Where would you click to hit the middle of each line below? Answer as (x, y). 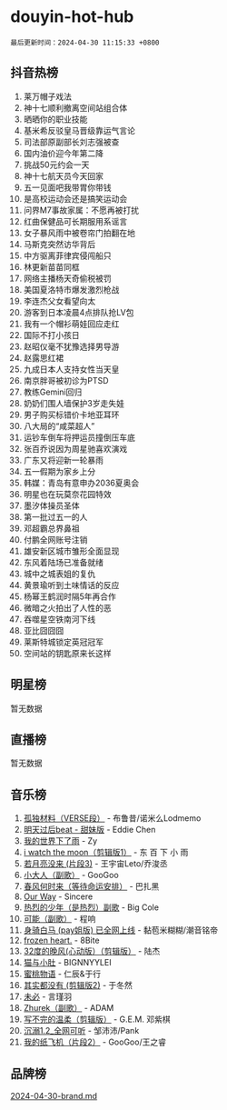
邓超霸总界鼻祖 (51, 528)
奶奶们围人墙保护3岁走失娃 (74, 403)
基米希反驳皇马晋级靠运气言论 (79, 130)
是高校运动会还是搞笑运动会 (75, 198)
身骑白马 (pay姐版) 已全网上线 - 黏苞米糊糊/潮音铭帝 (121, 930)
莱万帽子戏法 (47, 96)
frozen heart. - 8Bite (61, 940)
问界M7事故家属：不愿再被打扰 (81, 210)
